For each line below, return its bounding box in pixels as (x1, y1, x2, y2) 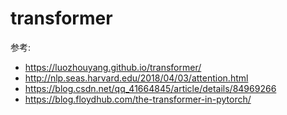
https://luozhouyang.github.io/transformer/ (24, 61, 202, 73)
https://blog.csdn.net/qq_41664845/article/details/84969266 (24, 82, 277, 94)
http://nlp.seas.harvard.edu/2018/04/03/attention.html (24, 72, 249, 84)
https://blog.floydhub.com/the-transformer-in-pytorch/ (24, 93, 252, 105)
